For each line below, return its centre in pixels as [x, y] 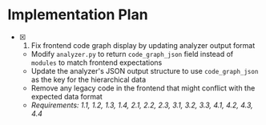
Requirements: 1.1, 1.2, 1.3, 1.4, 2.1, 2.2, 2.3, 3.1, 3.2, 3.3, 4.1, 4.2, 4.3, [142, 105]
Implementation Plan [78, 15]
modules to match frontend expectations [97, 62]
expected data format [67, 96]
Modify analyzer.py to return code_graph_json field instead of [132, 54]
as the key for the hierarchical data [89, 79]
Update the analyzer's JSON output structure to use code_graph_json [145, 71]
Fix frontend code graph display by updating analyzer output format [143, 45]
